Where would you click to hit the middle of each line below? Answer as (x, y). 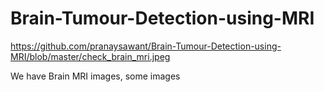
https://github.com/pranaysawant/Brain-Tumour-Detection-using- (146, 46)
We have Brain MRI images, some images (95, 76)
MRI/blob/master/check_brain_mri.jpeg (90, 56)
